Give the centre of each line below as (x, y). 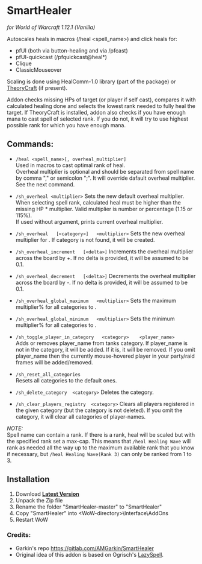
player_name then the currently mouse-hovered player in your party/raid (105, 356)
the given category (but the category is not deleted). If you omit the (99, 410)
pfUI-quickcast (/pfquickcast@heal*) (61, 57)
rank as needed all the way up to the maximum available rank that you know (101, 448)
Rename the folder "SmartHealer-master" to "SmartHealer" (88, 507)
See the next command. (45, 184)
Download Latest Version (47, 494)
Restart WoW (32, 519)
